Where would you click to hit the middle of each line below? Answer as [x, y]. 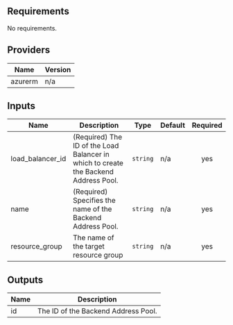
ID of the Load [96, 146]
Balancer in [91, 154]
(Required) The [97, 137]
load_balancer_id [38, 159]
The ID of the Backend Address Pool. [97, 311]
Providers [29, 50]
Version [58, 69]
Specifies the [94, 201]
